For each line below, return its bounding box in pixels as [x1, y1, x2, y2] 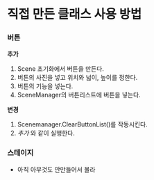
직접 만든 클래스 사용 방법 [7, 6, 142, 22]
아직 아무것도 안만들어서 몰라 [17, 165, 96, 174]
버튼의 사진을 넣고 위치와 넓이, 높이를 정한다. [17, 74, 138, 82]
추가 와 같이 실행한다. [17, 129, 75, 138]
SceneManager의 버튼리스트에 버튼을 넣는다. [17, 91, 141, 99]
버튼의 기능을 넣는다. [17, 82, 74, 90]
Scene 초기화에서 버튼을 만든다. [17, 65, 104, 73]
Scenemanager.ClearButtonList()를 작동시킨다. [17, 120, 148, 129]
